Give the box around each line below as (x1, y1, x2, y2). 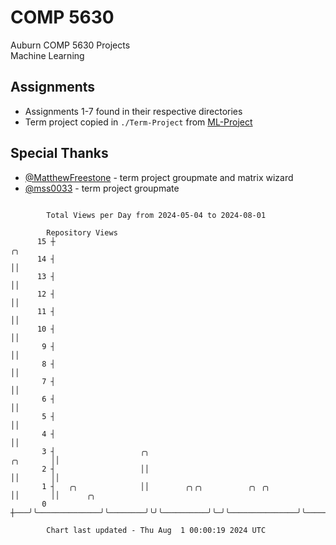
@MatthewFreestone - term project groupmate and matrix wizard (24, 171, 294, 183)
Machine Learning (10, 49, 85, 61)
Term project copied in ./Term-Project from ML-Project (24, 116, 253, 128)
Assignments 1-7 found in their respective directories (24, 105, 243, 117)
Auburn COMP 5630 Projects (10, 39, 131, 51)
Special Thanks (10, 145, 109, 162)
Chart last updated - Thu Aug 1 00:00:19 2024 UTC (46, 525, 267, 535)
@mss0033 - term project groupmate (24, 182, 180, 194)
